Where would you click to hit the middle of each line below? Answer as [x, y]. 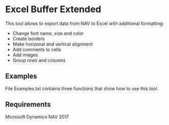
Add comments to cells [37, 49]
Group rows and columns [39, 60]
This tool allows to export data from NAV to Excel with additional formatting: [85, 23]
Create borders [29, 39]
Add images [25, 55]
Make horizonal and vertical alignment [53, 44]
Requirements [28, 104]
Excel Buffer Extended [53, 9]
